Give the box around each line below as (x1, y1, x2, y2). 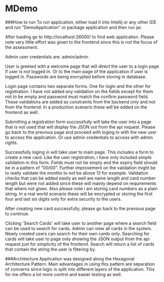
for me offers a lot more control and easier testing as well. (5, 271, 122, 277)
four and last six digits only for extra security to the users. (5, 196, 122, 202)
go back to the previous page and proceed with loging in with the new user (5, 129, 157, 135)
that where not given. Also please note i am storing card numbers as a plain (5, 185, 158, 191)
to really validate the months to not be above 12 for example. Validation (5, 170, 148, 176)
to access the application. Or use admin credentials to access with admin (5, 134, 153, 140)
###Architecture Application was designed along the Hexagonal (5, 256, 135, 261)
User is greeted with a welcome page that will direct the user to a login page (5, 63, 160, 69)
